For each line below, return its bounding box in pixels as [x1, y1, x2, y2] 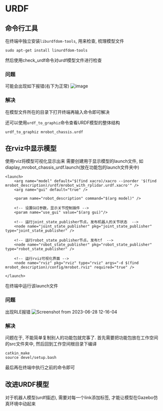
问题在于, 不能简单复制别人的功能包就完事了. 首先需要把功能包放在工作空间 [5, 335, 158, 341]
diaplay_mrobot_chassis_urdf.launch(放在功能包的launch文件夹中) [5, 164, 140, 170]
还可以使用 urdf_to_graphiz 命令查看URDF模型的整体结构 [5, 120, 120, 126]
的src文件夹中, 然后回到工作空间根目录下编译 [5, 341, 97, 346]
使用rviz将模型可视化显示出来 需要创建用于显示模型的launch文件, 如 [5, 158, 144, 164]
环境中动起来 [9, 401, 36, 407]
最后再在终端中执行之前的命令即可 [5, 364, 75, 370]
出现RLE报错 [5, 309, 31, 315]
